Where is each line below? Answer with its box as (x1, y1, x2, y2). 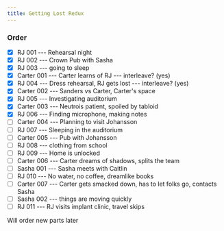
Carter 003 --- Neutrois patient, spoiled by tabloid (16, 102, 159, 110)
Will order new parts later (7, 217, 79, 225)
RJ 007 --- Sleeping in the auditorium (16, 125, 123, 134)
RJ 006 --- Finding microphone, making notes (16, 110, 147, 119)
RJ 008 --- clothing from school (16, 141, 108, 149)
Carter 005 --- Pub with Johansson (16, 133, 117, 141)
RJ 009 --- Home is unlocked (16, 149, 101, 157)
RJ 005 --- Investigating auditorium (16, 95, 118, 103)
